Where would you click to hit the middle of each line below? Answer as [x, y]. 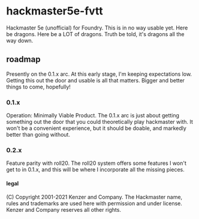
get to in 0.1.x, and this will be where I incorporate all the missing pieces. [95, 170]
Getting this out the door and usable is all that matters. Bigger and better [95, 80]
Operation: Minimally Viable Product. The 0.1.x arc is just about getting [93, 116]
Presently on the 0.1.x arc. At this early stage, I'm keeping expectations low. [99, 74]
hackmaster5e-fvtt [55, 11]
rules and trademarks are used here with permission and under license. [94, 203]
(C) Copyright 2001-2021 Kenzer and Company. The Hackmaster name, [94, 197]
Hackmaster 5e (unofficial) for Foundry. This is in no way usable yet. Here [97, 28]
